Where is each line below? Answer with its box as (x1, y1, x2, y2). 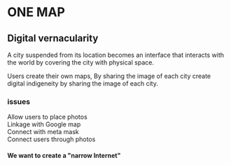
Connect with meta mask (7, 128, 79, 136)
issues (7, 96, 30, 106)
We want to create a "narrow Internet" (7, 151, 121, 159)
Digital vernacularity (7, 32, 99, 44)
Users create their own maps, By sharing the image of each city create (7, 72, 211, 80)
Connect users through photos (7, 135, 96, 144)
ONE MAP (7, 4, 65, 20)
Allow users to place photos (7, 113, 87, 121)
